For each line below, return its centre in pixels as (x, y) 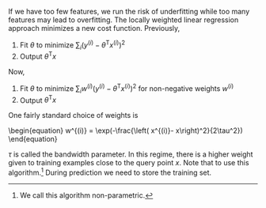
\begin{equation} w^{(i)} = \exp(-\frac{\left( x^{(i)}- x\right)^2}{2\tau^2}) (125, 130)
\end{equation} (33, 139)
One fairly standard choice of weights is (73, 115)
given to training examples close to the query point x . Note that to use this (129, 163)
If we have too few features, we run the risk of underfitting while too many (129, 11)
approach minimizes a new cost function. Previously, (94, 28)
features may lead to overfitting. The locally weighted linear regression (123, 20)
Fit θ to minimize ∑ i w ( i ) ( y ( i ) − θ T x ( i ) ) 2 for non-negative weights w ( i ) (127, 89)
